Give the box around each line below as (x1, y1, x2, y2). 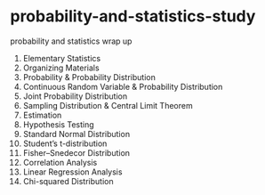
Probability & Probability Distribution (22, 71, 157, 82)
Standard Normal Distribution (22, 128, 131, 139)
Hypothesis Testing (22, 118, 94, 130)
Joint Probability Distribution (22, 91, 128, 102)
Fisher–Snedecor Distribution (22, 147, 131, 158)
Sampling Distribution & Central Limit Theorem (22, 100, 194, 110)
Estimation (22, 110, 62, 120)
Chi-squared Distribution (22, 175, 114, 186)
